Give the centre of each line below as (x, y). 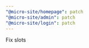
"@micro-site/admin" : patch (41, 17)
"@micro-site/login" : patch (41, 23)
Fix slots (16, 40)
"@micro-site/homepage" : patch (44, 12)
